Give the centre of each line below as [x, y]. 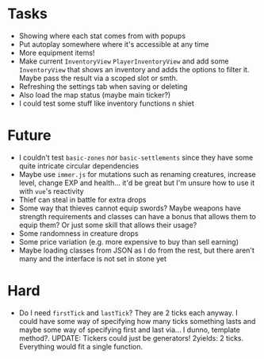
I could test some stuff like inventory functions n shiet [107, 103]
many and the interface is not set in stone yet [93, 258]
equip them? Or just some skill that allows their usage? [108, 225]
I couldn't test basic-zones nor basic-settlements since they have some [136, 157]
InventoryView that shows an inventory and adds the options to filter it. [134, 69]
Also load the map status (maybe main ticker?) [95, 95]
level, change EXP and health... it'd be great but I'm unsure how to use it [137, 183]
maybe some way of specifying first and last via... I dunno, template [130, 330]
